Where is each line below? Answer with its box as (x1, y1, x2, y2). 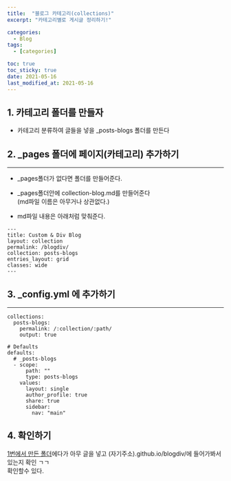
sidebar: (25, 403, 51, 410)
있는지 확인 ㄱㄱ (7, 458, 50, 466)
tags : (7, 42, 23, 49)
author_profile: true (25, 391, 88, 399)
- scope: (13, 361, 38, 368)
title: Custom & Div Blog (7, 232, 81, 239)
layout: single (25, 385, 69, 392)
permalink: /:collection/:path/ (19, 325, 112, 332)
